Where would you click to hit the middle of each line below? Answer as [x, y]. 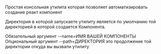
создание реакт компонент [34, 12]
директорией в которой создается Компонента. [55, 27]
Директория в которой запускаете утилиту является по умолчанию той [80, 22]
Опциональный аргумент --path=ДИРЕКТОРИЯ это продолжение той [78, 41]
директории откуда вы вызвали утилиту [47, 46]
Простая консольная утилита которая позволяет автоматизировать [76, 7]
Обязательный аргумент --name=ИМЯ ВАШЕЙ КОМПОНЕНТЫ [71, 36]
